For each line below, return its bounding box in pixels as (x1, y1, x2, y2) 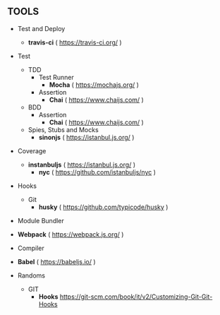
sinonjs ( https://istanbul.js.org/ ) (38, 133, 135, 141)
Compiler (17, 244, 44, 252)
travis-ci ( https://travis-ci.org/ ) (28, 38, 122, 47)
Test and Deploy (17, 24, 66, 32)
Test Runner (38, 73, 74, 81)
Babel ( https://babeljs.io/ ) (17, 257, 97, 266)
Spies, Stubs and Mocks (28, 125, 99, 133)
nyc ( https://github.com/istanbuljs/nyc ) (38, 167, 157, 176)
